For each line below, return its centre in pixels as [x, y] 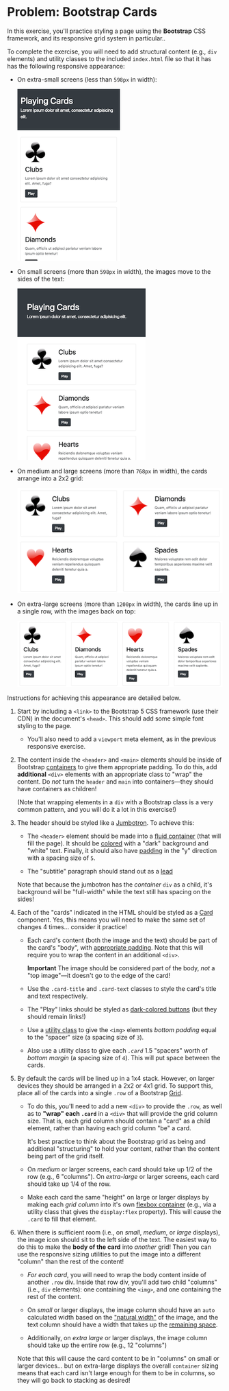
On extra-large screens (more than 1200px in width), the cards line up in [118, 604]
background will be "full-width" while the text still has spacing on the [114, 892]
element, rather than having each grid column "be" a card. [109, 1128]
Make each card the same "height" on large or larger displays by [118, 1197]
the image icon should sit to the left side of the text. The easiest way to [117, 1240]
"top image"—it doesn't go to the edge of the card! [99, 976]
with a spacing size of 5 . [61, 858]
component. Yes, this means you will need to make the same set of [111, 920]
